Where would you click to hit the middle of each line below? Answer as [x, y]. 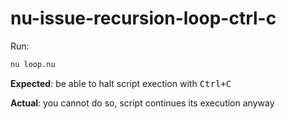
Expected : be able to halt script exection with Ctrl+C [121, 83]
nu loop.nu [33, 64]
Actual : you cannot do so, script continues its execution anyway [142, 103]
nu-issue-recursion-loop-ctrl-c [143, 18]
